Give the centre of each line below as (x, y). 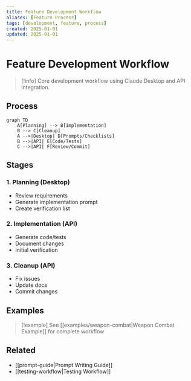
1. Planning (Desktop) (38, 182)
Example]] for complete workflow (63, 331)
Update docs (31, 285)
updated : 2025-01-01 (32, 34)
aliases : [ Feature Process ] (42, 18)
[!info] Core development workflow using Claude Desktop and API (103, 81)
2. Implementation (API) (42, 224)
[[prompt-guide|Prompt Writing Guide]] (64, 365)
